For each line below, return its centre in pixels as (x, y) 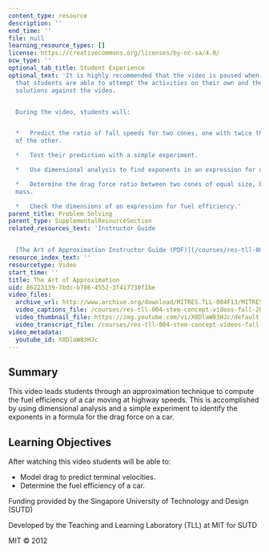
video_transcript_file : (55, 325)
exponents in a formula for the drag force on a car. (91, 417)
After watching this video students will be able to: (90, 461)
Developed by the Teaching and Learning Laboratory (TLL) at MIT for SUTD (133, 525)
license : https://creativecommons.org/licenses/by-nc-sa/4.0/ (114, 53)
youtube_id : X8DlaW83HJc (57, 339)
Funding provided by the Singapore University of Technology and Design (128, 501)
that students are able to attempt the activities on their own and (132, 83)
